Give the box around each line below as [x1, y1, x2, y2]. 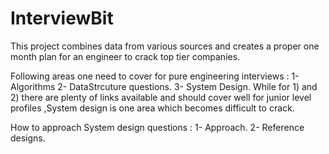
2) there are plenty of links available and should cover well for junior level [10, 91, 312, 103]
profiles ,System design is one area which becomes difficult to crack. [10, 102, 295, 114]
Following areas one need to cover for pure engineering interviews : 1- [10, 70, 300, 82]
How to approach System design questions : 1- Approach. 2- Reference [10, 121, 305, 133]
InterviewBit [10, 7, 114, 30]
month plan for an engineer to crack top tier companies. [10, 50, 241, 62]
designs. [10, 132, 46, 144]
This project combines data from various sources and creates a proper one [10, 40, 320, 52]
